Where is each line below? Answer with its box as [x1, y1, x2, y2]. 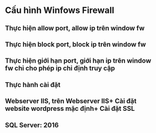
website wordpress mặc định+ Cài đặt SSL [5, 105, 135, 113]
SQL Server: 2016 [5, 121, 59, 129]
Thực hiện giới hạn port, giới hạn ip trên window [5, 57, 151, 65]
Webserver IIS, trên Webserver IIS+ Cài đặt [5, 97, 137, 106]
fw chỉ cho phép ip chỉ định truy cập [5, 64, 115, 72]
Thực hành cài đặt [5, 80, 61, 89]
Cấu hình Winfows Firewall [5, 5, 114, 16]
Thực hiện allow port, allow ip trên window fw [5, 24, 145, 32]
